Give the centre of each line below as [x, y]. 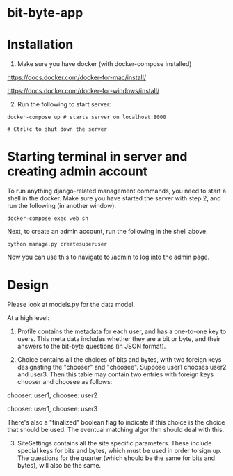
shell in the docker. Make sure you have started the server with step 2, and [114, 198]
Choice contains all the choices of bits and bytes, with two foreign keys [119, 359]
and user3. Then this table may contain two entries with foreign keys [115, 374]
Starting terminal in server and [97, 157]
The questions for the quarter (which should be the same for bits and [116, 458]
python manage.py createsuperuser [57, 244]
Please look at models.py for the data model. [71, 304]
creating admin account [78, 172]
